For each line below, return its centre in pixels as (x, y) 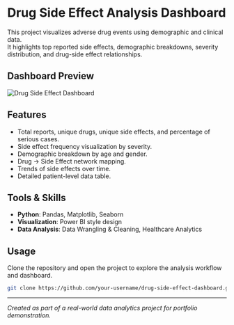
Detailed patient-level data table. (64, 176)
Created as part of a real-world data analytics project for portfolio (102, 308)
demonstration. (29, 315)
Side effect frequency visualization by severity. (85, 146)
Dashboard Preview (51, 76)
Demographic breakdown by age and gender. (82, 154)
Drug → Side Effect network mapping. (72, 161)
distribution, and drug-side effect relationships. (75, 54)
